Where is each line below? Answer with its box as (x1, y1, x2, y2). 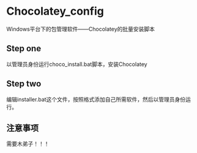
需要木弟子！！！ (6, 140, 50, 147)
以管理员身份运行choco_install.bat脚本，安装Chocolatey (6, 60, 148, 68)
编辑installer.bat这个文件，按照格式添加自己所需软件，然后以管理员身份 (6, 95, 186, 103)
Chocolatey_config (6, 4, 104, 18)
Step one (6, 43, 42, 54)
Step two (6, 78, 42, 89)
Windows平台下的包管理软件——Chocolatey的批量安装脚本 (6, 25, 155, 32)
